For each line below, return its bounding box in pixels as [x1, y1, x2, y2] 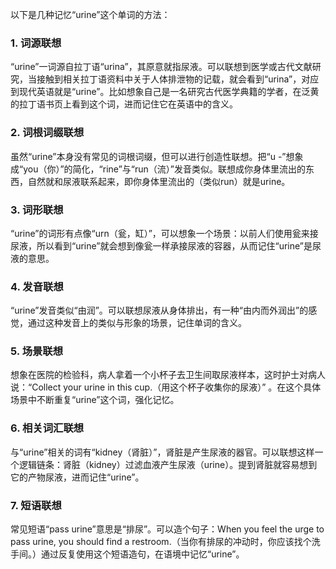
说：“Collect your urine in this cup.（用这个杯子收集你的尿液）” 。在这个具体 [10, 381, 322, 393]
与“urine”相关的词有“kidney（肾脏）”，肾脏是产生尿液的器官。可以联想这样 [10, 446, 315, 458]
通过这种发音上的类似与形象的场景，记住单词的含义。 [27, 317, 247, 329]
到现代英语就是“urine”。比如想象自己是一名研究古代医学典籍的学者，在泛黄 [10, 86, 320, 98]
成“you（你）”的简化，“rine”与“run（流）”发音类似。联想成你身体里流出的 [10, 163, 306, 175]
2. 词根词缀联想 [10, 126, 85, 140]
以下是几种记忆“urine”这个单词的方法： [10, 9, 171, 20]
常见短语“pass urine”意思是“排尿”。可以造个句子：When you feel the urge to [10, 523, 325, 535]
